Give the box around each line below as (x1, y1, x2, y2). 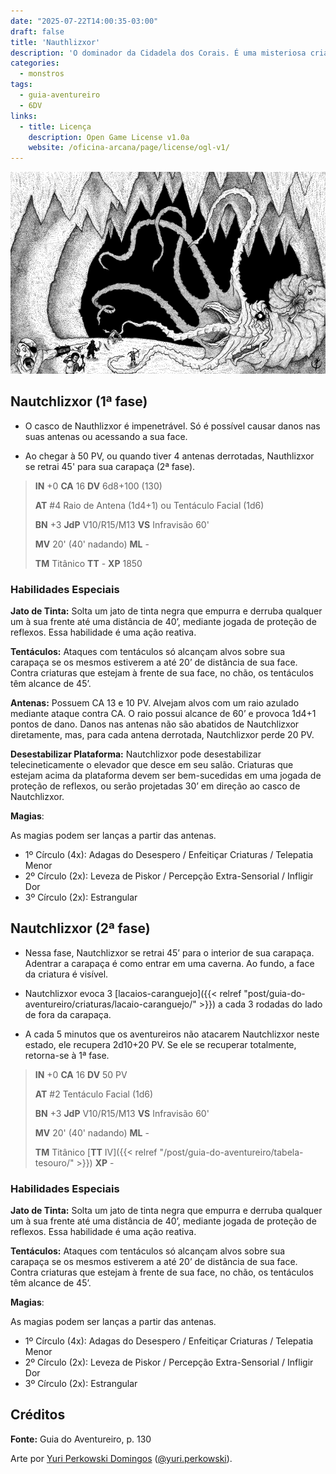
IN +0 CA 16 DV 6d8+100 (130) (34, 480, 163, 492)
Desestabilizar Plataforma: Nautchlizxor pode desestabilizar (10, 748, 262, 760)
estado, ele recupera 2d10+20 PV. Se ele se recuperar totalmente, (24, 1038, 297, 1050)
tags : (10, 80, 33, 90)
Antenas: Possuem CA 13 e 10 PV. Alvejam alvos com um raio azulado (10, 696, 300, 709)
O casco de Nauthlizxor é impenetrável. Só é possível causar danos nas (24, 420, 321, 432)
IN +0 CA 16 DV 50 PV (34, 1068, 128, 1080)
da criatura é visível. (24, 968, 109, 980)
